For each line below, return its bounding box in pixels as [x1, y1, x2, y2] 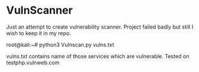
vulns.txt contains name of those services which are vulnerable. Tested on [6, 52, 189, 60]
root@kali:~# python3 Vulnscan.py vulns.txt [6, 41, 115, 48]
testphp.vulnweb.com [6, 59, 60, 66]
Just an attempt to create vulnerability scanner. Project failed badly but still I [6, 23, 194, 30]
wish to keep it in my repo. [6, 29, 72, 36]
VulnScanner [6, 4, 73, 17]
